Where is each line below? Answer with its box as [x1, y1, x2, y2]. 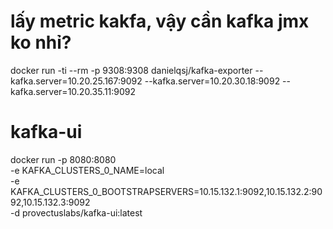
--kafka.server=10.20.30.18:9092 [144, 75, 281, 87]
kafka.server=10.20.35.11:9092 [10, 85, 137, 97]
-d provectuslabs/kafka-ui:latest [10, 206, 143, 219]
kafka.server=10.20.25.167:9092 [10, 75, 143, 87]
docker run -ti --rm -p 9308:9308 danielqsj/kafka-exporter [10, 64, 253, 76]
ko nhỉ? [10, 31, 72, 54]
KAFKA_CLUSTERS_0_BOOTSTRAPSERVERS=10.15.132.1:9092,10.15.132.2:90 [10, 185, 323, 197]
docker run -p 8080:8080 [10, 153, 117, 165]
